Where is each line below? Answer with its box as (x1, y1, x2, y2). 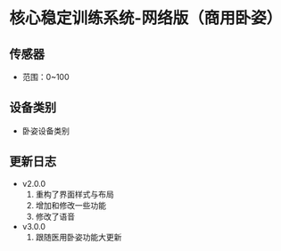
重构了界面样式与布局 (35, 189, 114, 199)
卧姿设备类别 (21, 125, 70, 136)
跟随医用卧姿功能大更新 (35, 231, 122, 242)
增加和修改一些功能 (35, 199, 107, 210)
